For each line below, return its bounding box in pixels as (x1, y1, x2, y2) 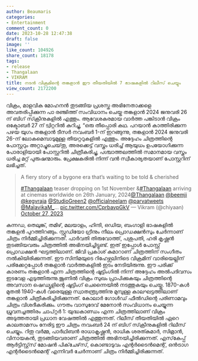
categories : (6, 14, 35, 20)
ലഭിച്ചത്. (6, 161, 27, 168)
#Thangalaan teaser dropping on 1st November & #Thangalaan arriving (20, 184, 192, 192)
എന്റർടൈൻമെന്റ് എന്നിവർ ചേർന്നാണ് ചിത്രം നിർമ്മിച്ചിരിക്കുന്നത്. (6, 347, 164, 355)
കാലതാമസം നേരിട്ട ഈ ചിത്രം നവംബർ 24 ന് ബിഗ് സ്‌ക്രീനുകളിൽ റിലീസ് (6, 321, 186, 328)
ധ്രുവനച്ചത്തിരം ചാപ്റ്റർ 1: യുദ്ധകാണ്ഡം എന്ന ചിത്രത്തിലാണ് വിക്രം (6, 308, 166, 315)
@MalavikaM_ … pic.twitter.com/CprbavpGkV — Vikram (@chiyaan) (20, 203, 184, 210)
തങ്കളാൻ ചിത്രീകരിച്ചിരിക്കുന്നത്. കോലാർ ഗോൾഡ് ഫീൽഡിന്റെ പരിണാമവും (6, 294, 187, 301)
